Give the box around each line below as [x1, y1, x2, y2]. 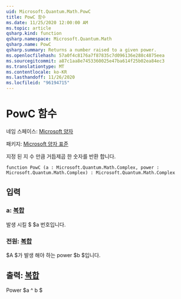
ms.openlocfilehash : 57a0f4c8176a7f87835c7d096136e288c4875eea [6, 52, 165, 58]
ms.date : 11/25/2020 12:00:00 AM [6, 19, 88, 25]
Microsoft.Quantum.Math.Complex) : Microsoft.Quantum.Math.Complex [6, 169, 176, 176]
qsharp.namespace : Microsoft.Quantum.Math [6, 36, 112, 42]
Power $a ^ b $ [6, 287, 43, 294]
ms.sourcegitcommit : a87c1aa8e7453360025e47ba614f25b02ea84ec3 [6, 58, 165, 64]
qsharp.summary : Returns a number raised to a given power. [6, 47, 157, 53]
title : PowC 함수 [6, 14, 46, 20]
